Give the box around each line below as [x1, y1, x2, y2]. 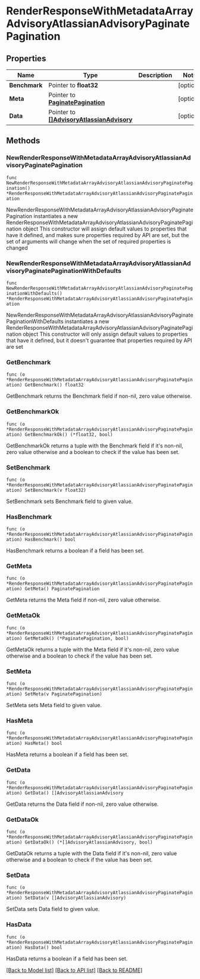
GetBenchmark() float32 [24, 382, 84, 388]
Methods [6, 136, 40, 146]
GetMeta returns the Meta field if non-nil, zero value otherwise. [6, 596, 161, 604]
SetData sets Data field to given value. [6, 906, 100, 913]
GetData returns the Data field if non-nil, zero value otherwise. [6, 800, 159, 808]
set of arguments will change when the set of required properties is [6, 238, 171, 245]
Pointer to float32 [48, 81, 98, 89]
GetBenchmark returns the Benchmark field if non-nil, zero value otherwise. [6, 392, 192, 400]
